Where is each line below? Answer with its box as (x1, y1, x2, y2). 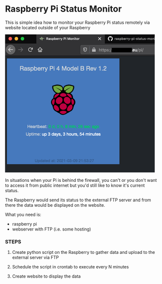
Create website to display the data (12, 273, 81, 279)
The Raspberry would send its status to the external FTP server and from (5, 197, 151, 203)
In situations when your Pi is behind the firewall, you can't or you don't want (5, 177, 157, 183)
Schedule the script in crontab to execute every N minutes (12, 264, 129, 270)
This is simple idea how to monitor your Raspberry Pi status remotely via (5, 19, 150, 25)
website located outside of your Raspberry (5, 24, 91, 30)
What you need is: (5, 212, 41, 217)
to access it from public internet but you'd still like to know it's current (5, 182, 145, 188)
